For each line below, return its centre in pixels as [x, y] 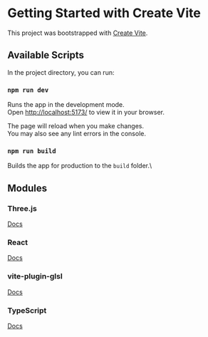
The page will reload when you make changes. [76, 126]
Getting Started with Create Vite [104, 13]
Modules [27, 188]
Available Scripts [46, 55]
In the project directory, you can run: [61, 72]
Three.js [22, 208]
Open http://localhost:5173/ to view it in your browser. [86, 113]
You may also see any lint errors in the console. [77, 134]
